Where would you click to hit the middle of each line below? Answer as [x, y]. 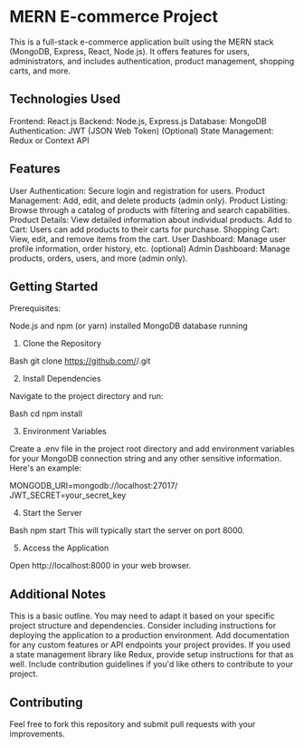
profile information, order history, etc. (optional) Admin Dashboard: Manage [150, 248]
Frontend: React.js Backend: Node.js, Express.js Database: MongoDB [138, 121]
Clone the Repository [62, 344]
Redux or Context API [49, 140]
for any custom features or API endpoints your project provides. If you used [150, 645]
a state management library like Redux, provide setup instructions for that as [152, 655]
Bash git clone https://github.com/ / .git [80, 361]
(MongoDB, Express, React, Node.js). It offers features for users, [130, 51]
